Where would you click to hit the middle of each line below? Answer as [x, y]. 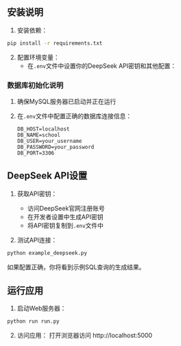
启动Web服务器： [41, 308]
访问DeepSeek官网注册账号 [66, 208]
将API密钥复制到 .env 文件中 [65, 225]
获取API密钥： [37, 194]
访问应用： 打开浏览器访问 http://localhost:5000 [85, 336]
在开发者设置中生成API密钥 [65, 217]
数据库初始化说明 [35, 85]
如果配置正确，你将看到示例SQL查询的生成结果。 [76, 267]
